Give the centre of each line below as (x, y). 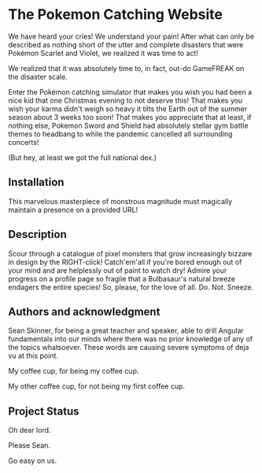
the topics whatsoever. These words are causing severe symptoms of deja (129, 348)
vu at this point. (33, 356)
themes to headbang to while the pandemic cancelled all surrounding (120, 134)
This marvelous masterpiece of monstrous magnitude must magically (120, 201)
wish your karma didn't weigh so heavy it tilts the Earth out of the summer (128, 109)
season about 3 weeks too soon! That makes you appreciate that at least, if (130, 117)
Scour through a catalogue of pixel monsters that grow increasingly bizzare (130, 253)
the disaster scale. (38, 76)
